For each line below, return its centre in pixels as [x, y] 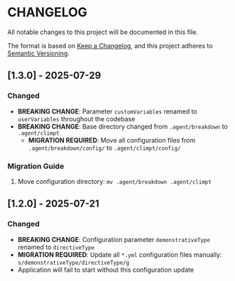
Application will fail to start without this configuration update [105, 270]
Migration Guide [36, 166]
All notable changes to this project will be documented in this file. [103, 32]
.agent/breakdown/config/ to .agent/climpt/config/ [104, 148]
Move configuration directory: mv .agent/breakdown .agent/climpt [114, 181]
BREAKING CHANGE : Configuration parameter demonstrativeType [114, 239]
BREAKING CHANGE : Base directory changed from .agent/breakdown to [123, 126]
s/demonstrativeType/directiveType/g [73, 263]
